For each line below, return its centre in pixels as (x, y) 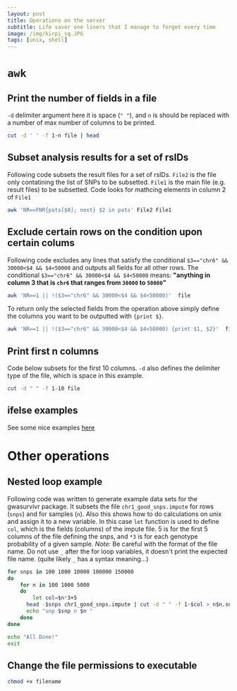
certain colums (41, 243)
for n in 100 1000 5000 (55, 585)
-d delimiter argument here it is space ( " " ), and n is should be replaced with (118, 115)
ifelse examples (43, 411)
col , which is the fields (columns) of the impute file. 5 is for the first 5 (108, 529)
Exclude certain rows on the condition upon (105, 232)
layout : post (26, 14)
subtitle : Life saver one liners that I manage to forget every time (112, 27)
